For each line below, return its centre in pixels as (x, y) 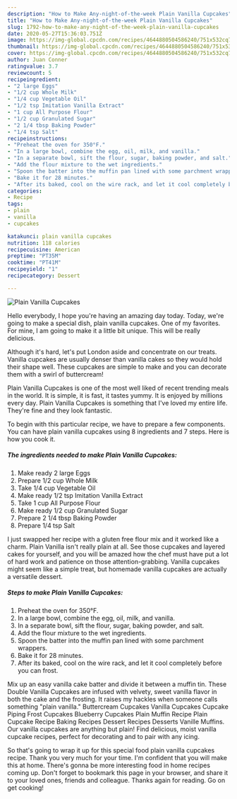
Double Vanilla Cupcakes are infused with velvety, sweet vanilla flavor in (112, 691)
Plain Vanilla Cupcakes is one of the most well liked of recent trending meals (118, 388)
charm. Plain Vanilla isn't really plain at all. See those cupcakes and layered (116, 547)
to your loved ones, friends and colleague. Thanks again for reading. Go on (116, 780)
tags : (15, 204)
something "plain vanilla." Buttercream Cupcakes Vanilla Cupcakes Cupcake (118, 707)
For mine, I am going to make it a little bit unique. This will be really (104, 330)
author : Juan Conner (38, 60)
